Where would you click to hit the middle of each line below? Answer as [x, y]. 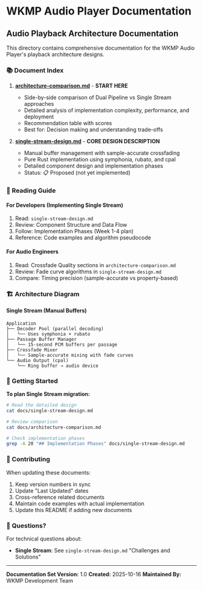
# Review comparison [32, 421]
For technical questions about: [44, 539]
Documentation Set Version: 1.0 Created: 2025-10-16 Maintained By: [94, 574]
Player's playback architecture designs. [55, 54]
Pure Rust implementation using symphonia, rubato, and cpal [100, 160]
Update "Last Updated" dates [52, 490]
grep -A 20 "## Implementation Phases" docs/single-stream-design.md [96, 444]
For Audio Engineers [32, 251]
